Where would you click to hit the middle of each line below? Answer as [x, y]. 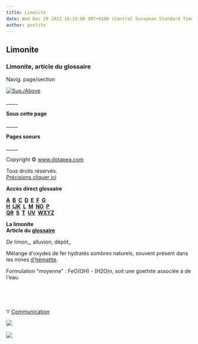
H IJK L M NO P [28, 206]
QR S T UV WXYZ [30, 213]
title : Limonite [26, 12]
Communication [30, 312]
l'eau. [13, 277]
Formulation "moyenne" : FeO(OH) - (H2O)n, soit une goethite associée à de [99, 271]
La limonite [20, 224]
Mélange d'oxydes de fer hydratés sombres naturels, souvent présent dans [97, 254]
